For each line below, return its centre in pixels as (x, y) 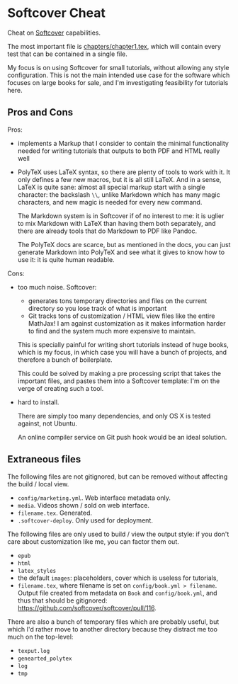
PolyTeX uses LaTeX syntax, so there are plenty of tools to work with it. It (124, 172)
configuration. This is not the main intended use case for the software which (119, 75)
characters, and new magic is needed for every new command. (110, 202)
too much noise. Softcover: (57, 287)
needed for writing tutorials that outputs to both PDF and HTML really (119, 151)
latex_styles (37, 571)
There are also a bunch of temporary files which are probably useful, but (113, 622)
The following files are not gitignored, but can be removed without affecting (118, 477)
